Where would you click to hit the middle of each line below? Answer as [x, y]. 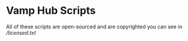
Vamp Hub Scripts [51, 11]
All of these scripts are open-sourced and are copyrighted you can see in [94, 27]
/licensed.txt [21, 32]
